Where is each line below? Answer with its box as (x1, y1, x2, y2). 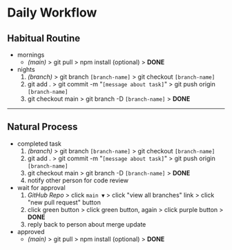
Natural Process (7, 121, 78, 133)
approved (17, 227, 45, 235)
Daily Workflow (7, 5, 97, 21)
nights (17, 66, 36, 73)
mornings (17, 50, 45, 59)
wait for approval (17, 183, 66, 191)
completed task (17, 140, 62, 148)
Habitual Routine (7, 32, 81, 44)
